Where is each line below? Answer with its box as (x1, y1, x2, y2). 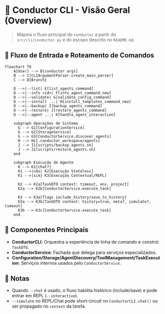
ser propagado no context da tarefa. (11, 303, 86, 310)
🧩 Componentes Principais (4, 226, 89, 234)
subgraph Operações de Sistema (13, 121, 78, 126)
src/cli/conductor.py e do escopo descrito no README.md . (16, 37, 135, 43)
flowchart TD (4, 64, 32, 69)
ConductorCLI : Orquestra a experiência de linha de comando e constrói (11, 238, 159, 245)
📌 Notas (4, 274, 30, 283)
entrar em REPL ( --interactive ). (11, 293, 79, 299)
